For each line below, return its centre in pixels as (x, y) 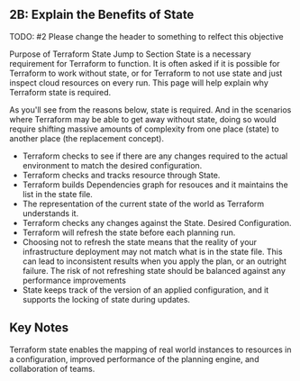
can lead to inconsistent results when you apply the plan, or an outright (154, 261)
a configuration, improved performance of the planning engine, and (134, 358)
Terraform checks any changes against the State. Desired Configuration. (157, 222)
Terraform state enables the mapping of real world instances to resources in (150, 349)
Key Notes (39, 328)
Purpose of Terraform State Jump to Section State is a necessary (130, 54)
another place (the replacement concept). (87, 138)
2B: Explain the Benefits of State (102, 15)
